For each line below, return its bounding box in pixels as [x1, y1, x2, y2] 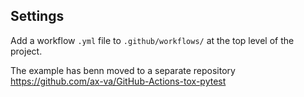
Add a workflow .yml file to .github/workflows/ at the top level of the [10, 34, 295, 46]
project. [10, 45, 43, 57]
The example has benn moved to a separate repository [10, 64, 236, 76]
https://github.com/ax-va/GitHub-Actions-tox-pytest [10, 75, 227, 87]
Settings [10, 8, 65, 25]
